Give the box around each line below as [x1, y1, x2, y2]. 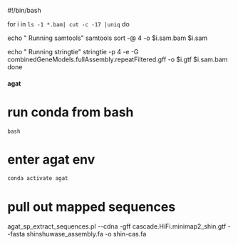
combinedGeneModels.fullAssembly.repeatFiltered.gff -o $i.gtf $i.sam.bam [7, 55, 228, 64]
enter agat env [7, 151, 95, 167]
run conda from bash [7, 104, 134, 120]
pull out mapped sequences [7, 199, 176, 215]
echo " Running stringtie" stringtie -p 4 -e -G [7, 48, 139, 56]
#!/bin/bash [7, 6, 41, 14]
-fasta [7, 230, 26, 239]
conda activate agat [7, 175, 69, 182]
